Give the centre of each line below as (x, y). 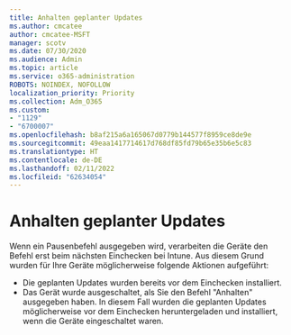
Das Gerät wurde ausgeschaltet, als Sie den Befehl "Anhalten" (137, 293)
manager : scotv (38, 43)
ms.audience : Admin (46, 59)
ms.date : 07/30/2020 (48, 51)
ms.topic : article (44, 68)
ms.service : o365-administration (72, 77)
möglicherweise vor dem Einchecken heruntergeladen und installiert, (150, 312)
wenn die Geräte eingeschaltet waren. (93, 321)
